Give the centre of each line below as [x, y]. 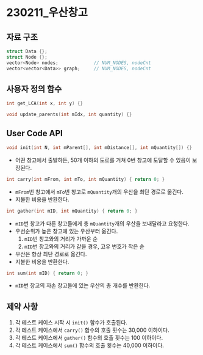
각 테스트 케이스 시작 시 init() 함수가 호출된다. [71, 323]
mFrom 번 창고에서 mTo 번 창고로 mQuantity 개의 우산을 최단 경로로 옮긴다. [99, 192]
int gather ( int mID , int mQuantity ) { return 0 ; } [72, 211]
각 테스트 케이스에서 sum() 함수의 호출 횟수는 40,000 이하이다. [90, 345]
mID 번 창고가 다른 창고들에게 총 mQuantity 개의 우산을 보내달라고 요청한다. [102, 223]
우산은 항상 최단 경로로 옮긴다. [51, 254]
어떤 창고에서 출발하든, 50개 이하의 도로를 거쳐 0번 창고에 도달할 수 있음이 [103, 160]
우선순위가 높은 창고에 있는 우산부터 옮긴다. [66, 231]
